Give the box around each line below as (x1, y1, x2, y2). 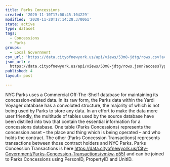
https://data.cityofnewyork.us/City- (74, 145, 148, 151)
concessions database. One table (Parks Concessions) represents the (5, 123, 151, 130)
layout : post (5, 73, 33, 78)
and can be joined (126, 150, 164, 157)
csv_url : (5, 54, 24, 60)
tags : (5, 31, 17, 36)
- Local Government (10, 50, 51, 55)
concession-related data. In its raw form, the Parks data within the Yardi (5, 97, 155, 103)
